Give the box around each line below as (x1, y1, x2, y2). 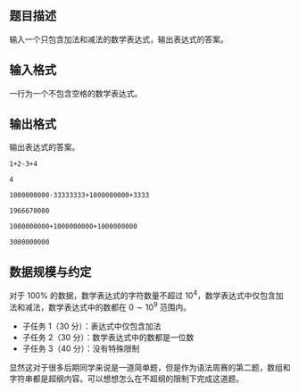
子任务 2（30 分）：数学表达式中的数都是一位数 (21, 331, 195, 342)
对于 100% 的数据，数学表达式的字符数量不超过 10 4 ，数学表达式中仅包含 (9, 288, 276, 301)
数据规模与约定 (9, 264, 92, 279)
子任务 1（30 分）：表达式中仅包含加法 (21, 321, 162, 331)
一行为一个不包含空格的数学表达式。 (9, 88, 143, 98)
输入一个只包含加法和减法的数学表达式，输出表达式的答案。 (9, 34, 228, 45)
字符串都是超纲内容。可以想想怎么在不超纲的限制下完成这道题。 (9, 373, 244, 384)
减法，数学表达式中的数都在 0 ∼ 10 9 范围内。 (24, 300, 192, 313)
